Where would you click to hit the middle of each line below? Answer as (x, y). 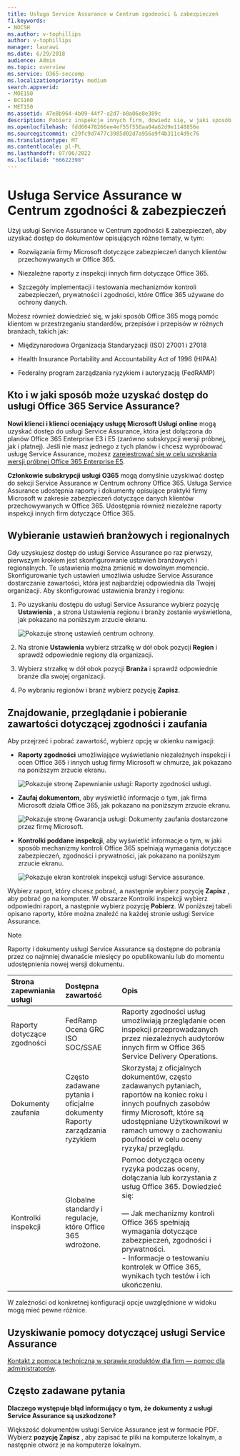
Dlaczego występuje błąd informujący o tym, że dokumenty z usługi (110, 1408)
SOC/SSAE (84, 1048)
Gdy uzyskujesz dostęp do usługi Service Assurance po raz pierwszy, (110, 553)
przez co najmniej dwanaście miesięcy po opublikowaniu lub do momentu (116, 957)
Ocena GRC (85, 1030)
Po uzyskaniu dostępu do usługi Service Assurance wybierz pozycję (118, 605)
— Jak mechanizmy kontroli (168, 1213)
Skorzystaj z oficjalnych (162, 1068)
